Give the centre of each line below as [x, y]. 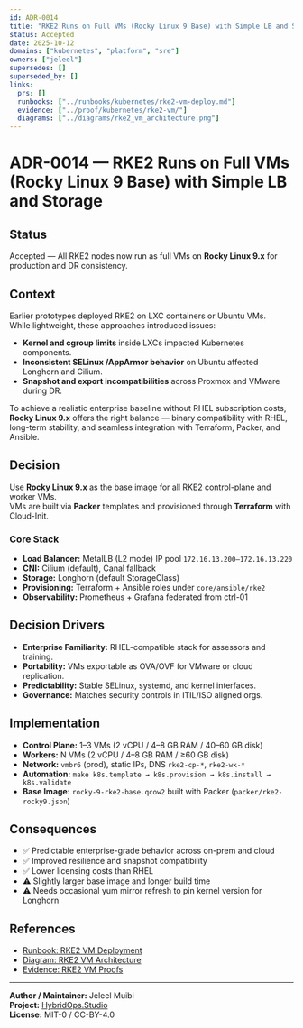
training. [38, 656]
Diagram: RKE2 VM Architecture [82, 960]
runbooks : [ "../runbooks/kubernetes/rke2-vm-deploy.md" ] [127, 101]
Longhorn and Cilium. [62, 372]
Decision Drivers [57, 625]
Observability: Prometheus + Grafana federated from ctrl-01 [135, 597]
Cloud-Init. [29, 516]
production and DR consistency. [69, 266]
